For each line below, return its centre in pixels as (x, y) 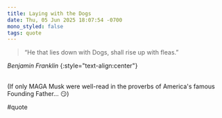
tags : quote (24, 33)
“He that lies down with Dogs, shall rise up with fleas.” (101, 52)
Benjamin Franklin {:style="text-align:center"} (72, 66)
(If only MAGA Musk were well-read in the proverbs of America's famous (111, 86)
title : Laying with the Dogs (49, 13)
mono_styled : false (35, 26)
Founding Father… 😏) (38, 94)
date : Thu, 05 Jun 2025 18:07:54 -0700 (65, 20)
